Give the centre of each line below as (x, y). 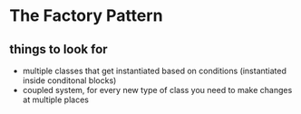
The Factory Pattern (86, 16)
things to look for (58, 49)
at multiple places (55, 100)
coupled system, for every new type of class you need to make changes (157, 90)
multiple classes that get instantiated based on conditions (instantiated (155, 71)
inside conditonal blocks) (69, 81)
